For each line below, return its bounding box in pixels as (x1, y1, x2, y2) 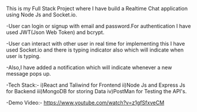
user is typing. (6, 53, 41, 59)
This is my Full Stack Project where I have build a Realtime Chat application (6, 5, 188, 12)
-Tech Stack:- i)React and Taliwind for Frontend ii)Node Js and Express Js (6, 82, 185, 89)
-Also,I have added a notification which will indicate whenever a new (6, 64, 172, 71)
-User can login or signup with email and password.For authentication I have (6, 23, 191, 29)
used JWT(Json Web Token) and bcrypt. (6, 29, 105, 36)
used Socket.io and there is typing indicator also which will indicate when (6, 46, 184, 53)
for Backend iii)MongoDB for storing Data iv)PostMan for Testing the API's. (6, 88, 187, 94)
